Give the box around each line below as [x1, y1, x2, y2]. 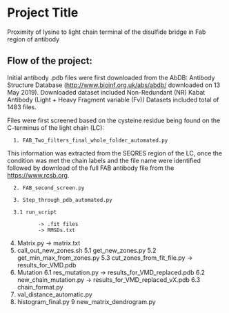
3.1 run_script [13, 209, 57, 216]
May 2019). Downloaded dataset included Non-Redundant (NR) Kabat [7, 88, 206, 96]
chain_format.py [17, 283, 63, 291]
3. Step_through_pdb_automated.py [13, 196, 112, 203]
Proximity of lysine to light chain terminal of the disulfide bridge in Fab [7, 28, 206, 36]
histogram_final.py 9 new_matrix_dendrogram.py [17, 297, 157, 305]
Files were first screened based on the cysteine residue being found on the [7, 116, 221, 124]
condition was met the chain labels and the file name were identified [7, 156, 201, 164]
